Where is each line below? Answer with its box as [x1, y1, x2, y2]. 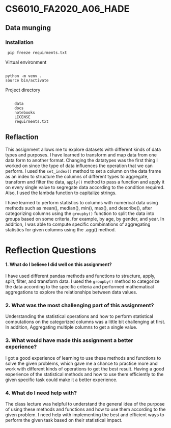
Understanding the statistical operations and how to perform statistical [5, 313, 154, 319]
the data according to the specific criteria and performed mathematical [5, 284, 154, 290]
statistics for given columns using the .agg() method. [5, 226, 116, 232]
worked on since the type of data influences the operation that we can [5, 163, 153, 169]
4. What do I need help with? [5, 389, 77, 396]
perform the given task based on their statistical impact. [5, 417, 123, 423]
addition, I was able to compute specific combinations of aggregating [5, 221, 151, 227]
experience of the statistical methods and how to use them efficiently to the [5, 371, 164, 377]
